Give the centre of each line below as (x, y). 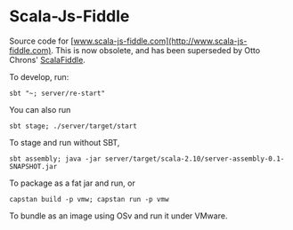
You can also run (40, 109)
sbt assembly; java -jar (55, 159)
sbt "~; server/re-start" (57, 93)
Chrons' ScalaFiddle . (48, 59)
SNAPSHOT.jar (33, 166)
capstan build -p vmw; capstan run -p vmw (89, 199)
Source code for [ (41, 41)
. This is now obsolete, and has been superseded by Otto (156, 50)
